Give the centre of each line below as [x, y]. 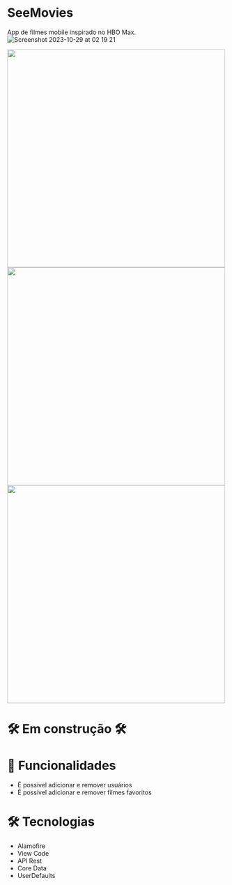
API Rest [30, 861]
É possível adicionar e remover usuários [75, 785]
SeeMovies [40, 13]
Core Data [32, 868]
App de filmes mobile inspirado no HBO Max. [72, 32]
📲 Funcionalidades [62, 766]
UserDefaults [36, 876]
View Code [33, 853]
